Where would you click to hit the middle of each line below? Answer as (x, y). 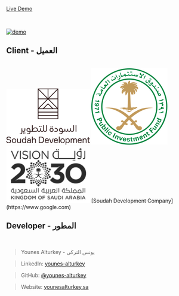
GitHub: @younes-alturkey (53, 275)
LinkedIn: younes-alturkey (53, 264)
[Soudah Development (118, 201)
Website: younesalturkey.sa (55, 286)
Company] (160, 201)
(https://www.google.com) (39, 207)
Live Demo (19, 9)
